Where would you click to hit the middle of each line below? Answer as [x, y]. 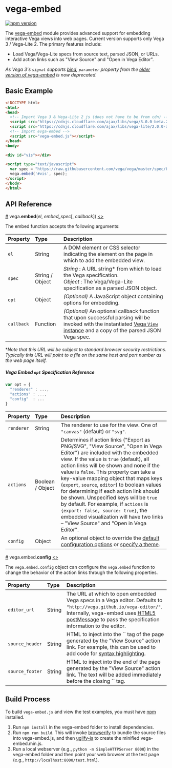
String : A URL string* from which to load [113, 269]
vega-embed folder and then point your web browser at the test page [86, 754]
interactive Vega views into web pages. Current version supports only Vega [85, 39]
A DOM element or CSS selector [102, 248]
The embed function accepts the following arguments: [62, 226]
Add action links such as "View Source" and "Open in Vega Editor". [83, 59]
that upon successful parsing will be [107, 318]
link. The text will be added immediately [114, 675]
